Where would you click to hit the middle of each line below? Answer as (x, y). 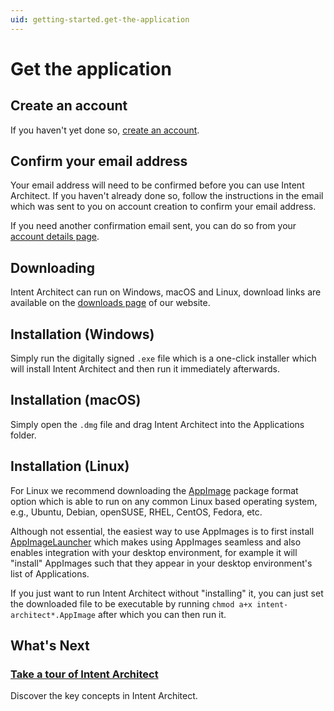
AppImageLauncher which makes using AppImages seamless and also (156, 542)
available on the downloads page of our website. (110, 303)
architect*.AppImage (53, 615)
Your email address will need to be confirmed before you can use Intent (157, 185)
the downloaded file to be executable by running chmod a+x (131, 603)
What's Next (50, 646)
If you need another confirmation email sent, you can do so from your (153, 226)
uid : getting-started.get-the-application (100, 19)
